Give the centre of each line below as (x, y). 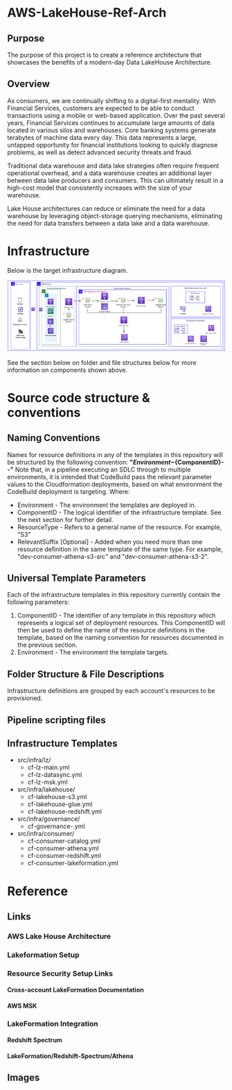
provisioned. (25, 698)
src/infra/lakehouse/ (46, 789)
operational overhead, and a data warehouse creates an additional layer (110, 173)
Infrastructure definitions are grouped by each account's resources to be (111, 691)
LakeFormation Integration (53, 1024)
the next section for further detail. (65, 519)
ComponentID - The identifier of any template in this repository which (116, 616)
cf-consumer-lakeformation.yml (73, 863)
